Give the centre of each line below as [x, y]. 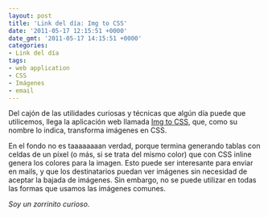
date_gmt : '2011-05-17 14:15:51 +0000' [75, 38]
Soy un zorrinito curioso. [49, 204]
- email [21, 90]
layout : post [30, 16]
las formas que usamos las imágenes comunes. [87, 189]
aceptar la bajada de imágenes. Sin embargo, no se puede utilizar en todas [132, 180]
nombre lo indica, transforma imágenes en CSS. [88, 130]
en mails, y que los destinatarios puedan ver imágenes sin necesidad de [128, 172]
